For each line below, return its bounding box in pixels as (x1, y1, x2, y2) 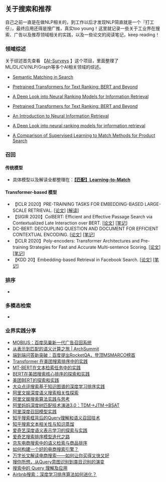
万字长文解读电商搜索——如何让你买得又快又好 (12, 452, 109, 458)
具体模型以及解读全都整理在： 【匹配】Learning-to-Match (12, 177, 130, 183)
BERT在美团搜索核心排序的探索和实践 (12, 371, 90, 377)
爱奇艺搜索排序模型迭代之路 (12, 434, 70, 440)
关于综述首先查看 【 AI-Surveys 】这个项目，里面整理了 (5, 58, 119, 64)
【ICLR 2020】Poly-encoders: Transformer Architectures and (12, 238, 140, 244)
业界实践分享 (5, 327, 37, 334)
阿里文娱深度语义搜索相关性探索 (12, 390, 79, 396)
